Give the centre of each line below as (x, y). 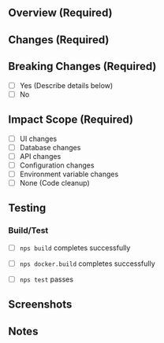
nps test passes (46, 279)
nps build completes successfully (75, 248)
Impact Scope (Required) (71, 120)
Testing (27, 208)
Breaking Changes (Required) (82, 66)
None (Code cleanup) (55, 183)
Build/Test (28, 231)
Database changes (50, 147)
